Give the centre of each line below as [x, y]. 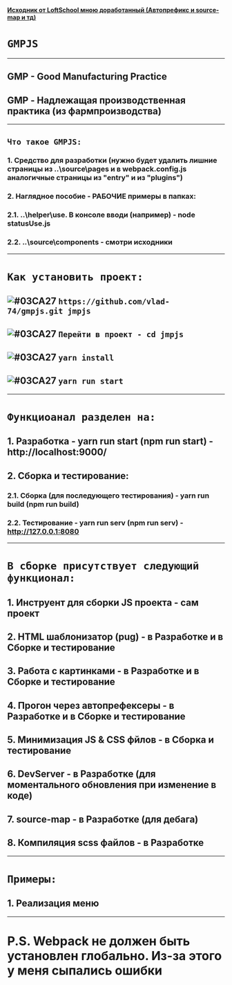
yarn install [86, 358]
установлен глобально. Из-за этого [115, 956]
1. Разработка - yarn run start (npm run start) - [110, 441]
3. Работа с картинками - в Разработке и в [103, 671]
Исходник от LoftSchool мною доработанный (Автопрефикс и [101, 10]
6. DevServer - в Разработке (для [81, 774]
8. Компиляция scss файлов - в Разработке [106, 843]
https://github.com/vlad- [114, 302]
